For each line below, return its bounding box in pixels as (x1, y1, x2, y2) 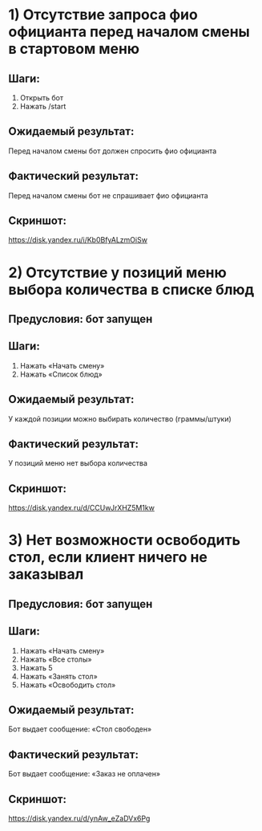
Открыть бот (19, 93, 64, 102)
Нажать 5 (19, 662, 54, 672)
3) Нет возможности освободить (8, 532, 240, 549)
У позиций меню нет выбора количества (8, 458, 148, 468)
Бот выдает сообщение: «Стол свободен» (8, 724, 152, 734)
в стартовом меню (8, 40, 140, 58)
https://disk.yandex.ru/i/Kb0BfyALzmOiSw (8, 235, 148, 245)
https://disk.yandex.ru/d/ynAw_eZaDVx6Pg (8, 813, 151, 824)
